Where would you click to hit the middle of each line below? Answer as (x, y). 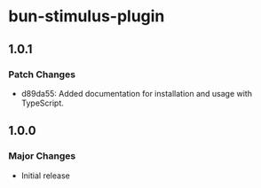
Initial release (45, 176)
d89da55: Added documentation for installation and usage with (136, 93)
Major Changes (42, 156)
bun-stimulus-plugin (87, 16)
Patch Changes (42, 74)
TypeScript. (42, 103)
